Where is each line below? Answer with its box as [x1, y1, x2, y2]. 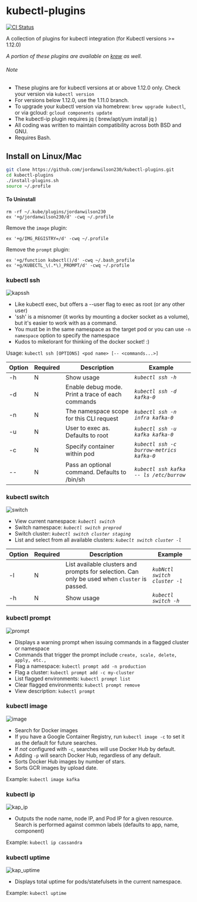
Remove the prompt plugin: [6, 245, 70, 253]
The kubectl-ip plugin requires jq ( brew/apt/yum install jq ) [14, 116, 157, 123]
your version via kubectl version [14, 90, 95, 97]
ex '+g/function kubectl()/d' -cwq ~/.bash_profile [6, 257, 135, 263]
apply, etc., [14, 657, 47, 663]
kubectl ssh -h [134, 374, 177, 381]
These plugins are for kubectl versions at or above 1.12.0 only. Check [14, 84, 181, 92]
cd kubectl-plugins [6, 172, 54, 178]
